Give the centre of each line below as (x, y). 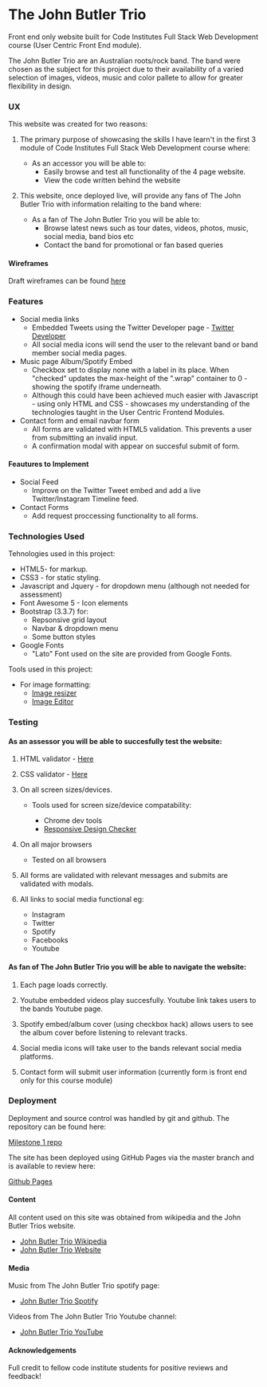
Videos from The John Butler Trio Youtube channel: (92, 1317)
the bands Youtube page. (61, 1009)
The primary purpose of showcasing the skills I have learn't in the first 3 (138, 139)
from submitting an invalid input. (84, 437)
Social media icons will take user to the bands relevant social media (130, 1048)
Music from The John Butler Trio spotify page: (84, 1286)
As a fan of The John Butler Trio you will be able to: (116, 220)
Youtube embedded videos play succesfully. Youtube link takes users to (138, 1000)
